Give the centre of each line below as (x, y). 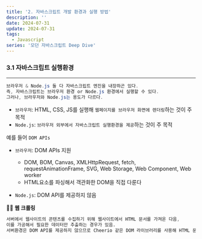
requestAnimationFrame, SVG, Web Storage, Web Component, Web (107, 169)
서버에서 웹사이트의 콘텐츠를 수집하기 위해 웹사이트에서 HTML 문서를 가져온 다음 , (93, 219)
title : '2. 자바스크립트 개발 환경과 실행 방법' (59, 12)
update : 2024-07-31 (31, 29)
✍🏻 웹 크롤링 (21, 208)
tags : (13, 34)
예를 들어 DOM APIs (28, 137)
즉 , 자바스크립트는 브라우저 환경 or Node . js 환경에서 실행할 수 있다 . (83, 92)
